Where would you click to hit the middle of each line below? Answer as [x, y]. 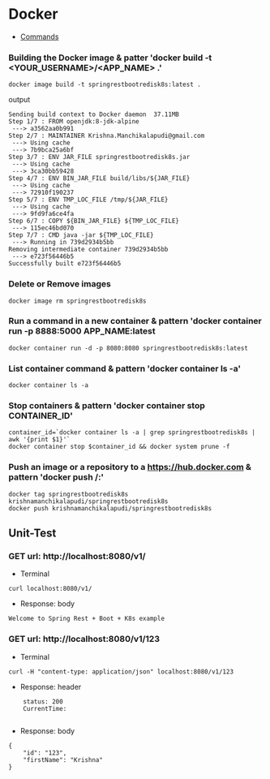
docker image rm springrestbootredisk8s [78, 301]
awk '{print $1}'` [39, 440]
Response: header [51, 686]
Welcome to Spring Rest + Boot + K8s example [86, 619]
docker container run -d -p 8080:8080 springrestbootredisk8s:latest [129, 348]
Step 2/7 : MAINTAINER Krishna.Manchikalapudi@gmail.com [107, 136]
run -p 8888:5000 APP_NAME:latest [82, 331]
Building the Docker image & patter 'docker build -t [110, 58]
